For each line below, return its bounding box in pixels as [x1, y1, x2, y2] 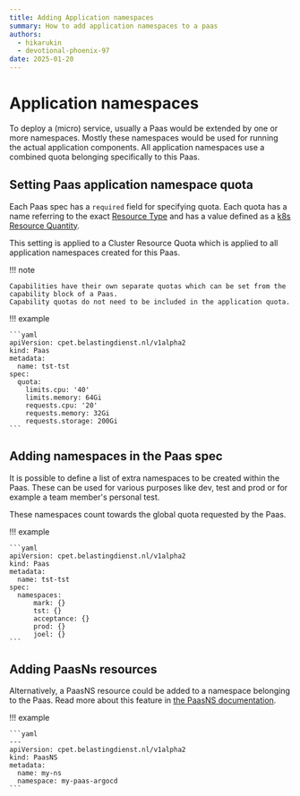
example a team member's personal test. [9, 492, 160, 502]
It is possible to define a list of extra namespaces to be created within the [9, 472, 280, 484]
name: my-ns [17, 769, 63, 778]
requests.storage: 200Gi [25, 416, 118, 425]
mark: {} [32, 598, 66, 607]
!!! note [9, 264, 36, 275]
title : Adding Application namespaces [9, 13, 154, 22]
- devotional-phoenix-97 [17, 47, 110, 56]
